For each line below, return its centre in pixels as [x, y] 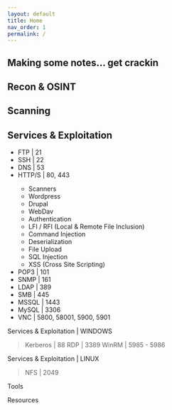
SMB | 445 [33, 295]
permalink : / [27, 34]
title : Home [25, 21]
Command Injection [57, 234]
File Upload [45, 249]
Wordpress [44, 196]
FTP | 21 [29, 152]
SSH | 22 [31, 160]
